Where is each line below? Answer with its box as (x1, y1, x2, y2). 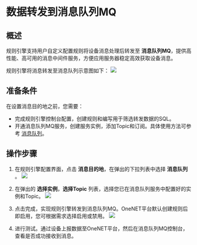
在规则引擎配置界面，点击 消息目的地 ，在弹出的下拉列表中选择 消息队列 (14, 165, 188, 172)
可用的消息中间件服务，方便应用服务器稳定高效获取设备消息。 (26, 55, 176, 62)
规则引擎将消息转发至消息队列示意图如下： (6, 67, 109, 74)
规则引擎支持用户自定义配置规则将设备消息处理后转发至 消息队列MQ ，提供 (6, 48, 186, 54)
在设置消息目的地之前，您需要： (6, 102, 84, 109)
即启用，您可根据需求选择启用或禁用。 (14, 212, 108, 219)
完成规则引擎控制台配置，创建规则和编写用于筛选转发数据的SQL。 (14, 115, 175, 122)
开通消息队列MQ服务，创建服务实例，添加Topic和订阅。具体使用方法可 (14, 122, 186, 129)
